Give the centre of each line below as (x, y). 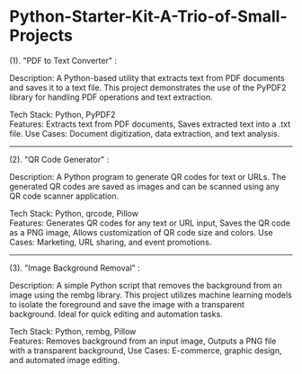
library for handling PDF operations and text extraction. (111, 97)
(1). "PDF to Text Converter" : (63, 60)
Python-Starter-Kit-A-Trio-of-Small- (148, 17)
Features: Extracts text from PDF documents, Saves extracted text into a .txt (150, 124)
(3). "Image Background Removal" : (75, 268)
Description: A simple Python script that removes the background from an (146, 285)
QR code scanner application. (64, 196)
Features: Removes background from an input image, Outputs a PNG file (143, 341)
